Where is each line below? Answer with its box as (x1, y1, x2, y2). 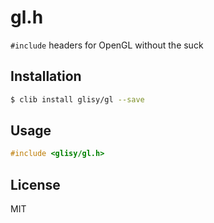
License (10, 176, 61, 193)
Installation (10, 68, 82, 85)
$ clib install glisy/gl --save (10, 94, 145, 105)
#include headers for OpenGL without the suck (10, 39, 204, 51)
